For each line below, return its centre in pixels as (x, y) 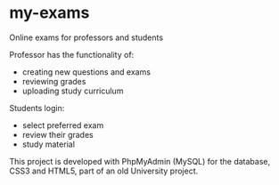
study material (49, 144)
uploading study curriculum (73, 91)
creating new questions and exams (86, 72)
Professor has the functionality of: (72, 54)
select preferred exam (63, 125)
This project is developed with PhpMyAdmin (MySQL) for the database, (140, 161)
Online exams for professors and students (86, 37)
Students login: (37, 108)
